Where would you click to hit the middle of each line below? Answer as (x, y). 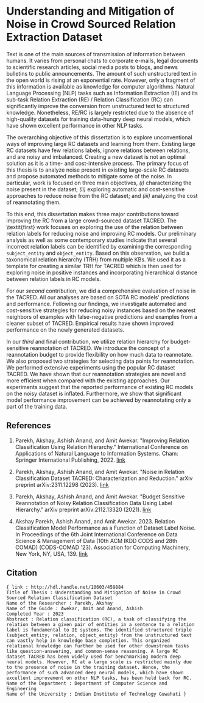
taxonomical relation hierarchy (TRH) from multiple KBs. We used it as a (96, 259)
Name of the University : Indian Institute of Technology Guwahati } (97, 694)
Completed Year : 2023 (35, 614)
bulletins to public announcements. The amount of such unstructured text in (101, 73)
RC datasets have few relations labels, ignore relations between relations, (98, 150)
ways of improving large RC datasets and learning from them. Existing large (101, 144)
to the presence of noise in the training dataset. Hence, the (88, 667)
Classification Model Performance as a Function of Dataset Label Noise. (105, 528)
